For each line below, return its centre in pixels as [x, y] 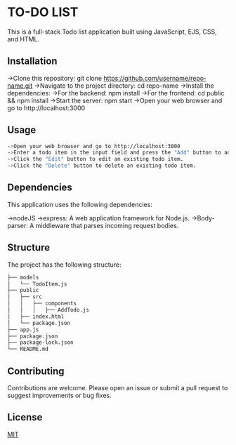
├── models [23, 277]
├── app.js [23, 330]
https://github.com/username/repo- [155, 78]
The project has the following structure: [64, 265]
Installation [32, 61]
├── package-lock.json [40, 343]
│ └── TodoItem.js [38, 284]
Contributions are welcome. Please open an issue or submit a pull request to [118, 388]
